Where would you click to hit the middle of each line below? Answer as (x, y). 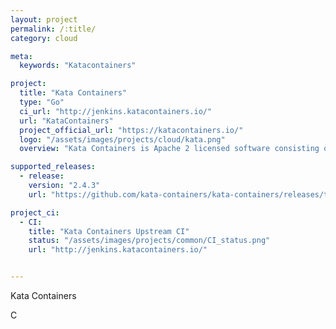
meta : (21, 56)
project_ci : (35, 212)
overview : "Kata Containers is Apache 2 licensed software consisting (169, 149)
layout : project (44, 19)
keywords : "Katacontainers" (78, 66)
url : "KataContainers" (66, 121)
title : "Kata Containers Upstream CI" (109, 231)
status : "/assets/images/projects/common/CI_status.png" (149, 241)
